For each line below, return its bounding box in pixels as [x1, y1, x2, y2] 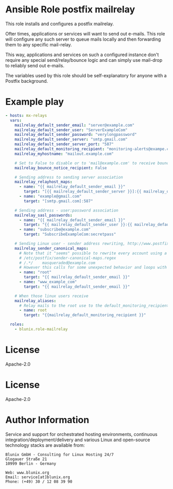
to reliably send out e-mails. [5, 62, 64, 68]
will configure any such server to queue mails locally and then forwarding [5, 36, 161, 42]
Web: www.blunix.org [5, 470, 50, 475]
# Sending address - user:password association [14, 207, 118, 213]
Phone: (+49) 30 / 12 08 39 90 [5, 479, 73, 484]
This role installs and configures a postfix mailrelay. [5, 21, 114, 27]
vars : [10, 117, 22, 123]
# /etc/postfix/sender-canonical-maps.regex [19, 255, 116, 260]
